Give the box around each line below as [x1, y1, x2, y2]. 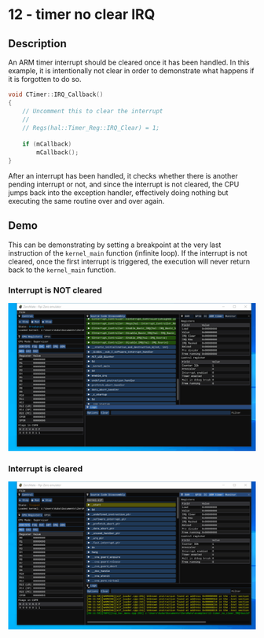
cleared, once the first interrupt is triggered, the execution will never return [8, 256, 250, 266]
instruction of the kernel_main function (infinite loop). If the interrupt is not [8, 248, 247, 257]
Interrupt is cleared [8, 463, 83, 474]
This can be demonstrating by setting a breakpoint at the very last [8, 240, 222, 249]
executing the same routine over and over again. [8, 196, 165, 205]
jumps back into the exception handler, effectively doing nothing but [8, 187, 229, 197]
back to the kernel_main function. [8, 265, 116, 275]
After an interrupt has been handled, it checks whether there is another [8, 171, 238, 180]
